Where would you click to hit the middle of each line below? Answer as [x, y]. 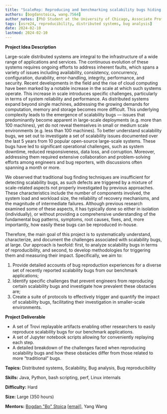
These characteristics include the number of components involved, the [78, 193]
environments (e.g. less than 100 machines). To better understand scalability [83, 130]
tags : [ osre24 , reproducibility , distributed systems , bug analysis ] [79, 24]
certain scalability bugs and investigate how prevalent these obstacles [84, 286]
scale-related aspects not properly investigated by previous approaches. [80, 188]
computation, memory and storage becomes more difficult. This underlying [82, 109]
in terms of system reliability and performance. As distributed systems [77, 99]
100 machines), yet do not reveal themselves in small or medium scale [77, 125]
